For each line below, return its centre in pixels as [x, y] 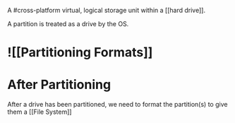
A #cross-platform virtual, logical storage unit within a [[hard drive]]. [107, 10]
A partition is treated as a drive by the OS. [68, 24]
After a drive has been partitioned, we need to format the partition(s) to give [117, 105]
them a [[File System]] [40, 112]
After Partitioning [59, 85]
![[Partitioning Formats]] [80, 53]
